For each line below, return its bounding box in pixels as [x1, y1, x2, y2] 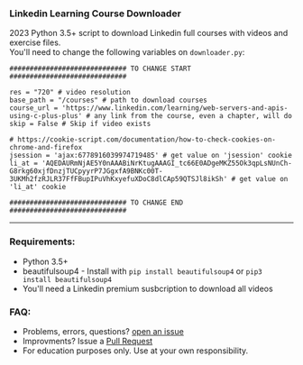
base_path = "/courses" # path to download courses [9, 96, 207, 105]
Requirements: [9, 235, 76, 248]
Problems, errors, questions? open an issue [22, 325, 185, 336]
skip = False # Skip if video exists [9, 120, 151, 129]
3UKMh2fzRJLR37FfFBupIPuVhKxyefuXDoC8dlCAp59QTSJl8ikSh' [9, 175, 228, 184]
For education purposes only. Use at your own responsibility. [22, 345, 249, 356]
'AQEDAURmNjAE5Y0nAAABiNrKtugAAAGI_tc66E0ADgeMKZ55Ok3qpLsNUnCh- [41, 159, 293, 169]
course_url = [9, 104, 59, 113]
